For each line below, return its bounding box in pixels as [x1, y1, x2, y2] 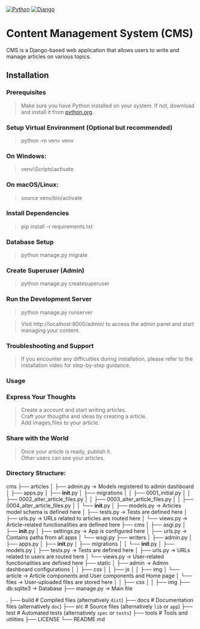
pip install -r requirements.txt [20, 223, 93, 230]
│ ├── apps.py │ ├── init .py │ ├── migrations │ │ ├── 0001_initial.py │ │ [6, 489, 191, 496]
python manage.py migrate [20, 251, 88, 259]
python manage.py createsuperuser [20, 280, 110, 287]
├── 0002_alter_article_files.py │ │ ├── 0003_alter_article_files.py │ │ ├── [6, 495, 194, 502]
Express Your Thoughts [6, 393, 76, 401]
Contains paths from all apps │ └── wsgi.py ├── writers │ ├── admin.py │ [6, 534, 193, 541]
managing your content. [20, 327, 80, 334]
